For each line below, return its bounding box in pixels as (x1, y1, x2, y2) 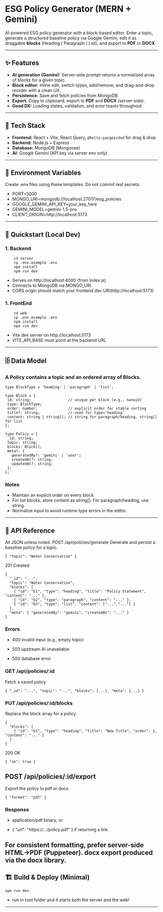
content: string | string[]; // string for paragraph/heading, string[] (7, 415, 158, 420)
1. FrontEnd (5, 299, 33, 306)
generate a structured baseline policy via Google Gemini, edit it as (5, 35, 137, 41)
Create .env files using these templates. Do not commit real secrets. (5, 182, 141, 187)
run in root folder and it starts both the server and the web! (12, 897, 130, 903)
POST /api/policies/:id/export (5, 773, 96, 781)
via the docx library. (5, 856, 66, 864)
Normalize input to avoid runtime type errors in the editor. (12, 508, 127, 514)
